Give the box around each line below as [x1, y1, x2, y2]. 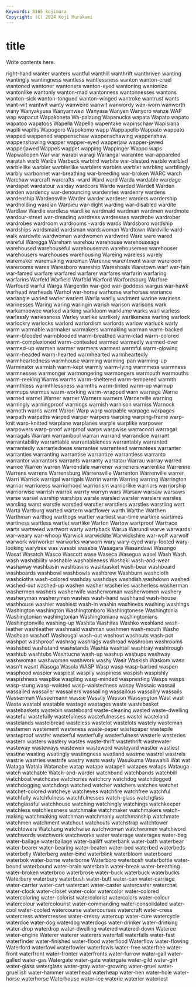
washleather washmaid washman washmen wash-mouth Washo [24, 626, 180, 633]
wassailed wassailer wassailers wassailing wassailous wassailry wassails [6, 688, 183, 695]
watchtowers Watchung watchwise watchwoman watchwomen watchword [6, 825, 186, 832]
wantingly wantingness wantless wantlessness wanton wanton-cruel [6, 76, 172, 83]
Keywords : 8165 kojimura [6, 8, 67, 15]
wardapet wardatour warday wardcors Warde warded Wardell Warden [6, 183, 175, 190]
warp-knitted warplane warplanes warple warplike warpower [16, 419, 163, 427]
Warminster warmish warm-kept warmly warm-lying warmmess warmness [6, 364, 186, 371]
